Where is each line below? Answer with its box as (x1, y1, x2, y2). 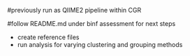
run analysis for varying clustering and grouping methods (17, 41, 183, 48)
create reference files (17, 33, 80, 41)
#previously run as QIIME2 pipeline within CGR (7, 6, 142, 14)
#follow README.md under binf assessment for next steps (7, 20, 176, 27)
